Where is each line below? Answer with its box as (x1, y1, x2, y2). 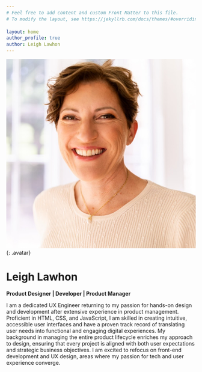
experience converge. (6, 359, 61, 366)
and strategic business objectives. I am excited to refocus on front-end (6, 346, 182, 353)
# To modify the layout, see (6, 16, 79, 22)
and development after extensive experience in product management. (6, 308, 179, 315)
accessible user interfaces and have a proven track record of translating (6, 320, 185, 328)
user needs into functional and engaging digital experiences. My (6, 327, 166, 334)
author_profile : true (6, 35, 61, 41)
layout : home (6, 29, 39, 35)
